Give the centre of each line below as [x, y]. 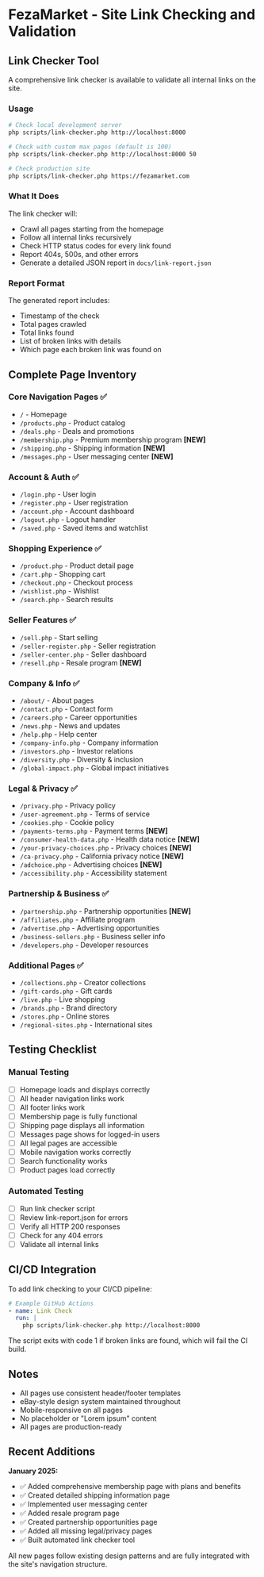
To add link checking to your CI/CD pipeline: [80, 1289]
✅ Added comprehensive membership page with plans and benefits [130, 1486]
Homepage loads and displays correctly [85, 1089]
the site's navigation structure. [58, 1564]
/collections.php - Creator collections [83, 982]
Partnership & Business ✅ [59, 894]
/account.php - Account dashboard [77, 511]
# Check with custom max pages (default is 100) [90, 147]
